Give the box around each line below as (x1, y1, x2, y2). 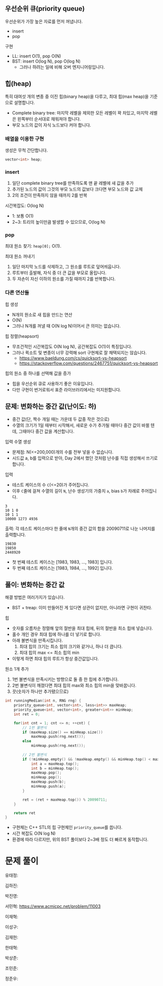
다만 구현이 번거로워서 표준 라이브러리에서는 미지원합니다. (12, 387, 121, 392)
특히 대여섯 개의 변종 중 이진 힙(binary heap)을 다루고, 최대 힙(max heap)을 (5, 93, 149, 99)
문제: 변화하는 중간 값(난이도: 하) (5, 403, 97, 411)
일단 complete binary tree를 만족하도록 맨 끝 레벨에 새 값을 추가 (12, 180, 134, 186)
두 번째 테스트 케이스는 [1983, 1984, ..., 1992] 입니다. (12, 565, 113, 571)
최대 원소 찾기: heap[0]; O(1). (5, 243, 62, 249)
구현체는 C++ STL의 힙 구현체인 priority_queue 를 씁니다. (12, 825, 123, 830)
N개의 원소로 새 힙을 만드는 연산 (12, 312, 73, 317)
